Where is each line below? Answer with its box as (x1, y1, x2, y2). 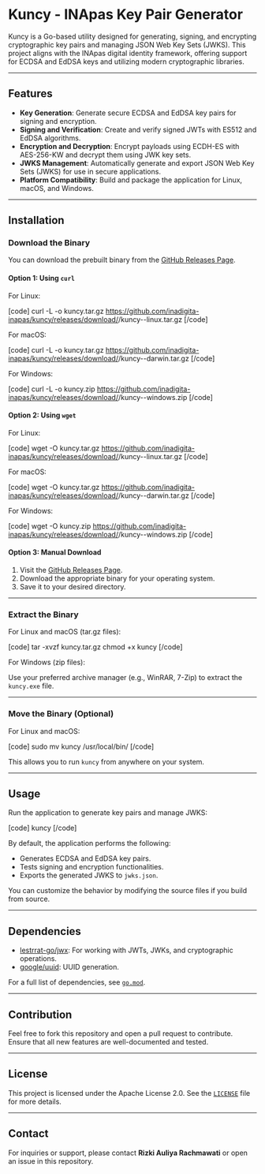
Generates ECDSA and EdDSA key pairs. (19, 854, 151, 863)
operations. (19, 954, 58, 963)
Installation (8, 214, 65, 227)
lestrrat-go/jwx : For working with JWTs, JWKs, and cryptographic (19, 945, 234, 955)
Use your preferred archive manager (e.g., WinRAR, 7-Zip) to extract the (8, 673, 243, 682)
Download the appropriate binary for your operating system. (19, 574, 215, 583)
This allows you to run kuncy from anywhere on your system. (8, 757, 205, 766)
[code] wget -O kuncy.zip (8, 521, 91, 530)
